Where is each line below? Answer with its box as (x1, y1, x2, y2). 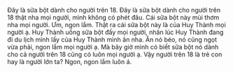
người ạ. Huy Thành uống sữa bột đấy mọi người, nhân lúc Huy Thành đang (7, 28, 224, 36)
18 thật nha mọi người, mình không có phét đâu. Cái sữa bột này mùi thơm (7, 13, 220, 22)
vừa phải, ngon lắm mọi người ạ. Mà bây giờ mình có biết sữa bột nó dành (7, 43, 219, 51)
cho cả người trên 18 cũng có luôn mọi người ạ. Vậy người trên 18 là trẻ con (7, 50, 223, 58)
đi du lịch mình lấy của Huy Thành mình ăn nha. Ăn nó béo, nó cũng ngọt (7, 35, 218, 44)
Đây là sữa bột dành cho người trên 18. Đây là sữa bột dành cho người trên (7, 6, 221, 14)
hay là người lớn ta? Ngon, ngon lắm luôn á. (7, 58, 132, 65)
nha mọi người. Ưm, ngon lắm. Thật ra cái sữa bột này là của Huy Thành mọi (7, 21, 226, 29)
